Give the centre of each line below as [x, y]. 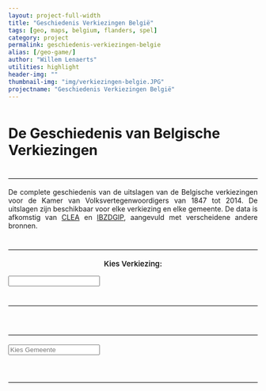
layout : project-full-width [55, 15]
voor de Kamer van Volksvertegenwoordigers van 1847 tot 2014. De [133, 201]
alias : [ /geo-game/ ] [42, 52]
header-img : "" [33, 74]
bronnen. [23, 226]
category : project [38, 38]
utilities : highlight [44, 67]
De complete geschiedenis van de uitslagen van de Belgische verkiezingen [133, 192]
